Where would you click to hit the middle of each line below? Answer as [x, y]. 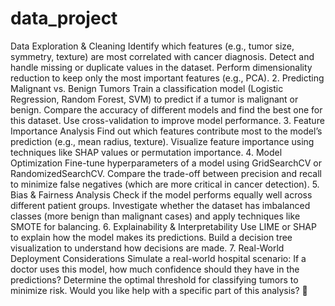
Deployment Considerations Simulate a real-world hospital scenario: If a [158, 258]
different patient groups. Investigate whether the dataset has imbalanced [160, 205]
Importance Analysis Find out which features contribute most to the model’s [166, 131]
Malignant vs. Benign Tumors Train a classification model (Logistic [147, 88]
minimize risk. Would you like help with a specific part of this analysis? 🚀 [159, 290]
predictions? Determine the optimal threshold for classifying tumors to [154, 279]
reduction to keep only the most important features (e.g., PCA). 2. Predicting [167, 78]
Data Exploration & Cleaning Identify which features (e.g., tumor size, [152, 46]
